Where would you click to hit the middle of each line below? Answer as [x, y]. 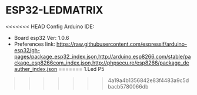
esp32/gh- [27, 50]
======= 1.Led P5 [81, 69]
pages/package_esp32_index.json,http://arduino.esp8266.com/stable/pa [102, 56]
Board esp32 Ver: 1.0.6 [41, 38]
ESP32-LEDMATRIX [54, 10]
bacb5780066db [128, 86]
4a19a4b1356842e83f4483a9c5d [148, 80]
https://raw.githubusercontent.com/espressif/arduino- [122, 44]
